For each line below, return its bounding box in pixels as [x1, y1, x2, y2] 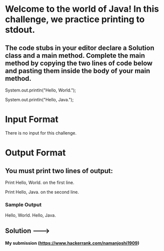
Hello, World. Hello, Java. [5, 212, 56, 218]
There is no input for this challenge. [5, 130, 77, 136]
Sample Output [5, 201, 42, 208]
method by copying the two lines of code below [5, 59, 153, 67]
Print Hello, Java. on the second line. [5, 189, 79, 195]
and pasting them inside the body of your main [5, 67, 150, 75]
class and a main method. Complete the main [5, 51, 145, 60]
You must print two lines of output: [5, 166, 114, 175]
